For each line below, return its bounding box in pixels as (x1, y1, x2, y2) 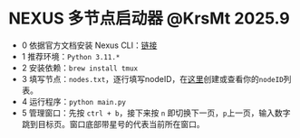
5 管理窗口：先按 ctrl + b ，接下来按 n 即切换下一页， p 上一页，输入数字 (21, 107, 291, 118)
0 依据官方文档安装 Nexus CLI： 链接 (21, 40, 158, 51)
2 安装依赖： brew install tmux (21, 62, 138, 73)
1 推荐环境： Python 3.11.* (21, 51, 121, 61)
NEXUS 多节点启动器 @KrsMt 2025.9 (8, 8, 291, 29)
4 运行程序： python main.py (21, 96, 127, 106)
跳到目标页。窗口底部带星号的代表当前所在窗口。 (21, 118, 205, 129)
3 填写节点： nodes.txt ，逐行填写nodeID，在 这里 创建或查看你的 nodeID (21, 73, 285, 84)
